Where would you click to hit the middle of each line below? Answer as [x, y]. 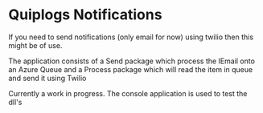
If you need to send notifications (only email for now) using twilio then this [131, 37]
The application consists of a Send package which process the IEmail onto [132, 61]
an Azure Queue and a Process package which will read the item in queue [131, 69]
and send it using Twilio [47, 78]
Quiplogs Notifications [85, 15]
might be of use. [35, 45]
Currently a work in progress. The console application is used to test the [128, 93]
